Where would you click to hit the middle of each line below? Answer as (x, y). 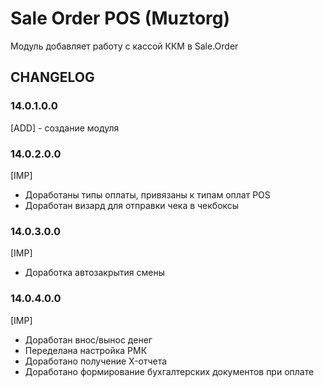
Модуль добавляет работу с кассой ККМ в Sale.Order (124, 46)
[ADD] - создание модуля (65, 128)
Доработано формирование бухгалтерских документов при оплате (169, 371)
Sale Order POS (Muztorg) (120, 18)
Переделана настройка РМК (86, 350)
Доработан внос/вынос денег (88, 339)
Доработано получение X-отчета (96, 361)
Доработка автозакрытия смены (94, 273)
